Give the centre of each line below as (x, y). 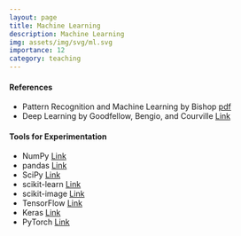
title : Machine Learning (55, 26)
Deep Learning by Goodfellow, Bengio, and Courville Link (126, 116)
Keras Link (41, 213)
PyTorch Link (46, 222)
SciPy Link (41, 175)
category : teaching (45, 59)
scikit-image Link (53, 194)
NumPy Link (44, 156)
